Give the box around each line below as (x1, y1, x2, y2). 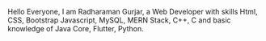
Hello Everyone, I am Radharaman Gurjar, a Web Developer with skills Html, (7, 7, 258, 16)
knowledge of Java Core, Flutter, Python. (7, 24, 144, 33)
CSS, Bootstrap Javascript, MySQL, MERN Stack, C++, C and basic (7, 15, 231, 25)
